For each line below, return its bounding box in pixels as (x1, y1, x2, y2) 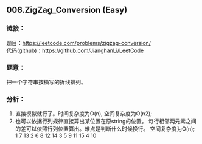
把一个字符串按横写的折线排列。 (6, 78, 86, 86)
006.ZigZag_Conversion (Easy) (6, 5, 128, 15)
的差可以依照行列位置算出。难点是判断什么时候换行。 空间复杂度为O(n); (15, 125, 195, 132)
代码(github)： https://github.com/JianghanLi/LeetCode (6, 47, 144, 54)
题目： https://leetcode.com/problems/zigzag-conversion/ (6, 39, 151, 46)
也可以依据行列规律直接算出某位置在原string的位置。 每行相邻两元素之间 (15, 118, 197, 125)
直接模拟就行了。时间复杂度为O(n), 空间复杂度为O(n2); (15, 110, 152, 117)
